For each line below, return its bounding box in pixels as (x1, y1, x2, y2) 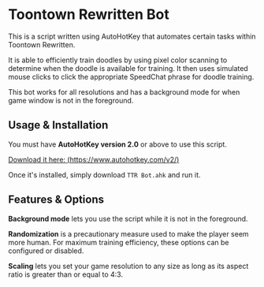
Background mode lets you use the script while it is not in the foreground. (8, 214, 248, 223)
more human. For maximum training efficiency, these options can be (8, 237, 230, 247)
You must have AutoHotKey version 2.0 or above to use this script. (8, 140, 227, 149)
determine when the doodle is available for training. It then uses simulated (8, 63, 248, 73)
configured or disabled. (8, 246, 84, 255)
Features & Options (8, 193, 105, 207)
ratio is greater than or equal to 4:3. (8, 270, 124, 279)
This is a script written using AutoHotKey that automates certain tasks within (8, 32, 256, 41)
